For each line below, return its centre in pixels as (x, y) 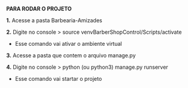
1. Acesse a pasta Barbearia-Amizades (54, 20)
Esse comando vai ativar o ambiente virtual (68, 44)
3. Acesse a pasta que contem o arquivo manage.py (71, 55)
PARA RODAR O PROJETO (39, 9)
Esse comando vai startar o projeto (58, 79)
